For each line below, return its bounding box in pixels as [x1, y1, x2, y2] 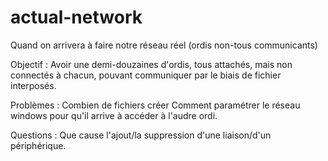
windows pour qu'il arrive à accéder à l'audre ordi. [10, 109, 218, 121]
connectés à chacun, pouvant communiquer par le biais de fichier [10, 69, 282, 81]
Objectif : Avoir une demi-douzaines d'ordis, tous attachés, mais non [10, 58, 293, 70]
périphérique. [10, 139, 67, 151]
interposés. [10, 79, 57, 91]
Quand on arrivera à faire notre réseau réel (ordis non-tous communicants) [10, 39, 318, 51]
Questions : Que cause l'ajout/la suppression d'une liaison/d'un [10, 129, 272, 141]
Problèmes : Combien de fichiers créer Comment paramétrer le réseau [10, 99, 301, 111]
